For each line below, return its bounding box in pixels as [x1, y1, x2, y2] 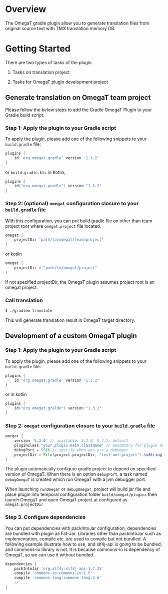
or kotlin [5, 251, 22, 257]
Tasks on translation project [12, 69, 70, 75]
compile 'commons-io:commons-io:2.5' [14, 570, 93, 576]
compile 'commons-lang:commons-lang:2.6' [14, 575, 101, 580]
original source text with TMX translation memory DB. [5, 25, 116, 31]
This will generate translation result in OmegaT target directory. [5, 317, 135, 323]
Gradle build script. [5, 112, 45, 118]
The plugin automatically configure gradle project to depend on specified [5, 466, 156, 472]
